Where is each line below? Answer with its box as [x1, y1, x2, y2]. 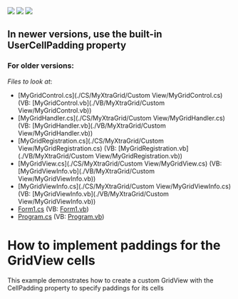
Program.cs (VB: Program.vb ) [17, 212, 105, 221]
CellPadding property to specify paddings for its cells [7, 283, 164, 292]
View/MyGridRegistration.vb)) [95, 151, 183, 160]
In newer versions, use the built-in [7, 29, 162, 41]
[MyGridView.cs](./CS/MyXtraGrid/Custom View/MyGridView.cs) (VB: [17, 159, 222, 168]
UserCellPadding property [7, 39, 127, 51]
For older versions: [7, 61, 75, 71]
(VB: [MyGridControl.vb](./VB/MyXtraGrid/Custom [17, 98, 165, 107]
